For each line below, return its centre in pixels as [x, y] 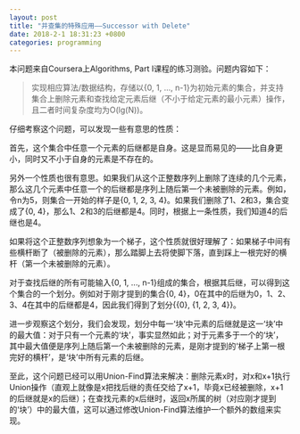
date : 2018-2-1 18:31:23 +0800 [67, 34]
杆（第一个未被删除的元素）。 [62, 264]
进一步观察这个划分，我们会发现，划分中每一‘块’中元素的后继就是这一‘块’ [142, 324]
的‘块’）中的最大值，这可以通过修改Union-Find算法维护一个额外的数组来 [142, 410]
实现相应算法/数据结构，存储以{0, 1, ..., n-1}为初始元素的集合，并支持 [157, 88]
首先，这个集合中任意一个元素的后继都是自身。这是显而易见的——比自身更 [146, 148]
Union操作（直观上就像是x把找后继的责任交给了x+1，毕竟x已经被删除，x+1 [146, 388]
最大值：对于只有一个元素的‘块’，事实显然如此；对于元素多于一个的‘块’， [150, 335]
